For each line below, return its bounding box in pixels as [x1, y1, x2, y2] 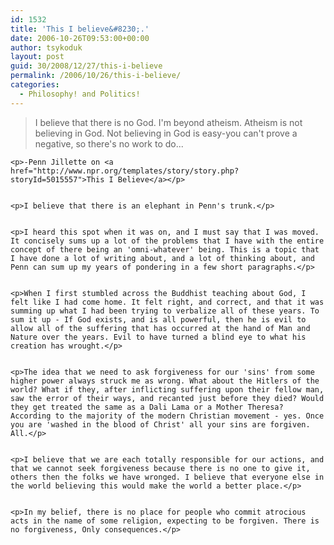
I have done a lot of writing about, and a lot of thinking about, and [10, 253, 315, 263]
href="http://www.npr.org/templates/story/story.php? [10, 166, 240, 176]
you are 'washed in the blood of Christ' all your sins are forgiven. [10, 419, 311, 430]
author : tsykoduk [10, 42, 83, 53]
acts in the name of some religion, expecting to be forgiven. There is [10, 516, 320, 526]
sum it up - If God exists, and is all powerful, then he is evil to [10, 314, 307, 325]
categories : [10, 80, 60, 90]
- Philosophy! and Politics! [19, 89, 141, 99]
